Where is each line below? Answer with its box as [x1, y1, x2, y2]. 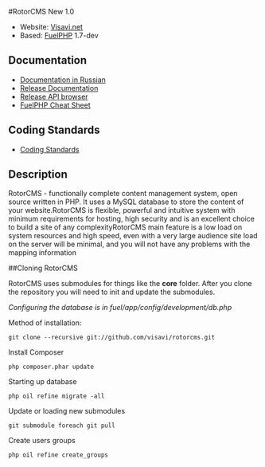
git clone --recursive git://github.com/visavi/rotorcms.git [8, 334, 216, 342]
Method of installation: [8, 318, 82, 328]
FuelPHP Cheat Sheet [19, 100, 91, 110]
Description [8, 167, 68, 182]
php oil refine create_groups [8, 451, 109, 459]
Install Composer [8, 347, 64, 357]
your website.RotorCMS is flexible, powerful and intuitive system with [8, 206, 236, 215]
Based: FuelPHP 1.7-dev [19, 31, 99, 40]
